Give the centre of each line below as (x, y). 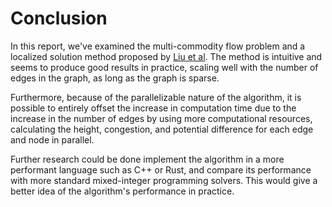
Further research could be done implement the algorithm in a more (147, 159)
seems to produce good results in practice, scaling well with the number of (164, 67)
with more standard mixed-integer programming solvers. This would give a (164, 180)
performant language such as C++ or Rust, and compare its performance (161, 169)
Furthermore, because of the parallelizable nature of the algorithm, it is (156, 97)
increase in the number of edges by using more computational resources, (161, 118)
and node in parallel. (52, 139)
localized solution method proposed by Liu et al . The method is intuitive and (166, 56)
